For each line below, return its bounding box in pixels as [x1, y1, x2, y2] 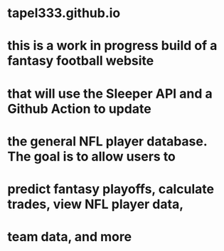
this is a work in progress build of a [7, 38, 218, 54]
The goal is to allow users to [7, 148, 176, 165]
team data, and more [7, 229, 132, 245]
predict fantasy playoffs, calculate [7, 180, 215, 197]
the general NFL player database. [7, 133, 208, 149]
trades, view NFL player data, [7, 196, 183, 212]
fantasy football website [7, 53, 154, 69]
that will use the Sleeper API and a [7, 86, 213, 101]
